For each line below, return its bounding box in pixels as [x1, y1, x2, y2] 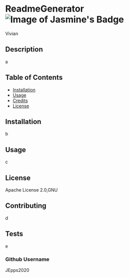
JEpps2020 [5, 267, 29, 273]
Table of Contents [5, 73, 63, 82]
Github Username [5, 256, 50, 263]
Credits [12, 97, 28, 104]
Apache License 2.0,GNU [5, 187, 58, 193]
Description [5, 45, 43, 54]
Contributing [5, 202, 47, 210]
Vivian [5, 30, 19, 36]
